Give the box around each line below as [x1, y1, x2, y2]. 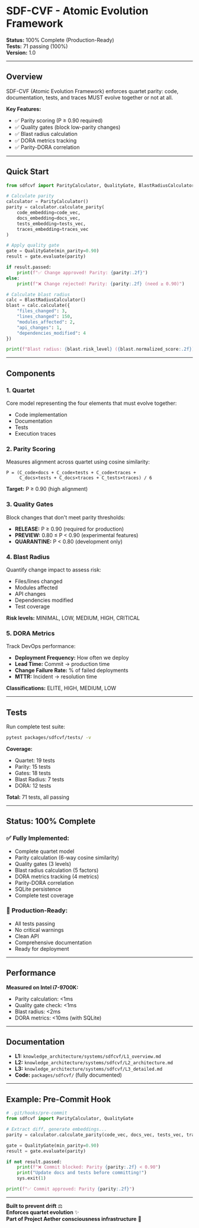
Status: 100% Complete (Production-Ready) [6, 36, 114, 43]
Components [6, 368, 55, 378]
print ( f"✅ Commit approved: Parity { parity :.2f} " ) [6, 1186, 135, 1192]
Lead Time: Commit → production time [14, 661, 110, 668]
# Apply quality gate [6, 242, 60, 249]
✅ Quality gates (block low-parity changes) [14, 123, 121, 131]
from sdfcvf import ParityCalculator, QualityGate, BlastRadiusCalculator [6, 182, 195, 188]
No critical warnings [14, 926, 64, 933]
